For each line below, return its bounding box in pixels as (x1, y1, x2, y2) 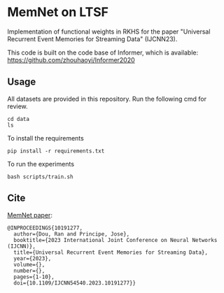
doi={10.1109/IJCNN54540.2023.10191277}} (13, 279, 136, 287)
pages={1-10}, (13, 273, 55, 280)
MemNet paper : (7, 210, 52, 219)
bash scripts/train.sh (7, 173, 73, 180)
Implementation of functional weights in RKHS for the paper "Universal (7, 27, 211, 36)
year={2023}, (13, 255, 52, 262)
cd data (7, 115, 30, 122)
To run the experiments (7, 159, 75, 168)
